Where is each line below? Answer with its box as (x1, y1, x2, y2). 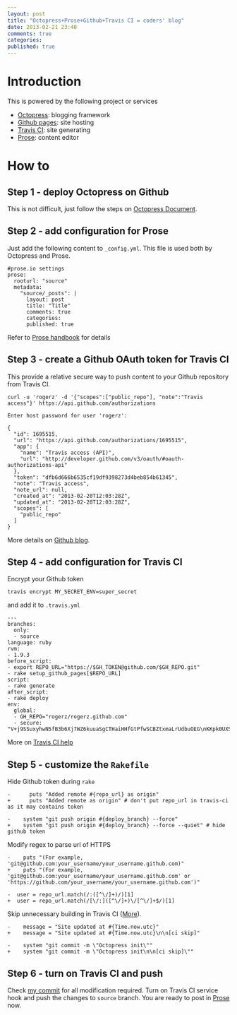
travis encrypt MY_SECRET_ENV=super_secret (7, 588, 138, 595)
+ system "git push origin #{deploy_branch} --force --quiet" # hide (7, 822, 226, 829)
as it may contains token (7, 803, 83, 811)
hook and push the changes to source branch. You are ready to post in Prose (7, 994, 230, 1002)
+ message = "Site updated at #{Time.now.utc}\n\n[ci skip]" (7, 930, 200, 937)
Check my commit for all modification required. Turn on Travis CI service (7, 986, 219, 995)
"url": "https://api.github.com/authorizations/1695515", (13, 437, 188, 444)
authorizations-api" (7, 461, 68, 468)
